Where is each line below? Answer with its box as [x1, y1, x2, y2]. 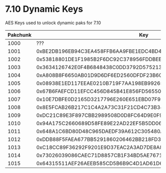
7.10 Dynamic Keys [5, 3, 83, 15]
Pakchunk [7, 31, 32, 38]
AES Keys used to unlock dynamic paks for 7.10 [5, 20, 101, 26]
